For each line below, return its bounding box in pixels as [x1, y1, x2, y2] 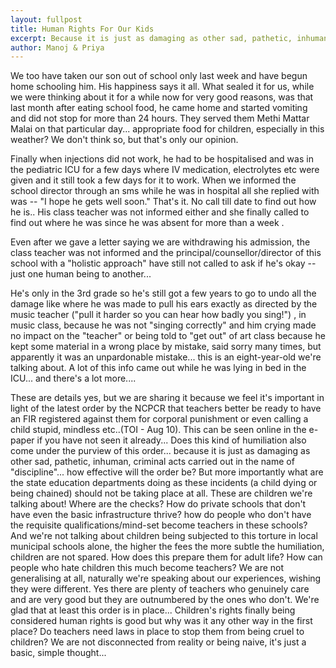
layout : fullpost [10, 14, 83, 25]
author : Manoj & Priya [10, 42, 105, 53]
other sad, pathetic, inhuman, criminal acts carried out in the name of [10, 456, 295, 468]
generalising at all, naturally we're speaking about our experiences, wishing [10, 572, 322, 585]
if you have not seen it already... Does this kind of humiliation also [36, 434, 307, 446]
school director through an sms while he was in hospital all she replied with [10, 185, 320, 197]
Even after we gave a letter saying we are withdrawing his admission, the [10, 236, 311, 248]
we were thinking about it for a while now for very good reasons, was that [10, 91, 314, 103]
